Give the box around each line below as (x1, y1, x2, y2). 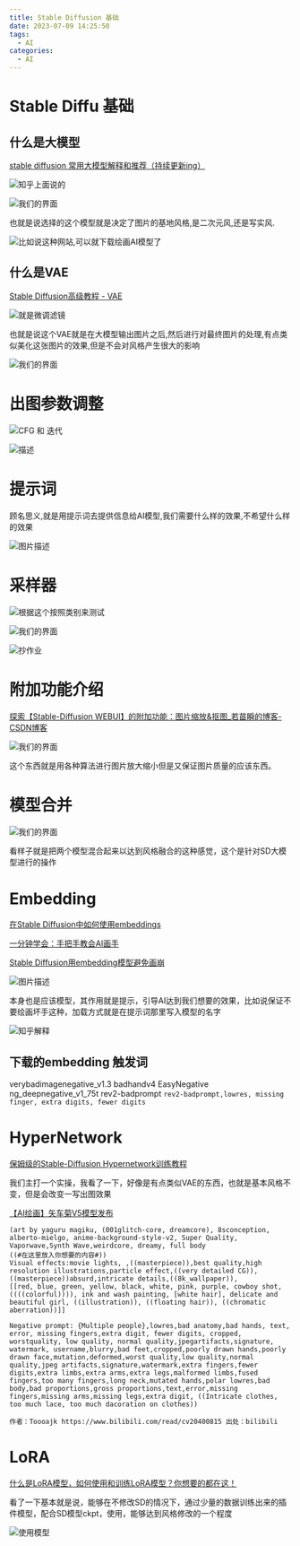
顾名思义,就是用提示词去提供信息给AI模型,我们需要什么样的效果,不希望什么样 (9, 510, 291, 521)
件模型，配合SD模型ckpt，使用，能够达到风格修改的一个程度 (9, 1508, 233, 1519)
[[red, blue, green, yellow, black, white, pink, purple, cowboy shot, (9, 1282, 282, 1291)
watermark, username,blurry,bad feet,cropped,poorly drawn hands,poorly (9, 1345, 287, 1354)
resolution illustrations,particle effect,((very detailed (9, 1266, 235, 1276)
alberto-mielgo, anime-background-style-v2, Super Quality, (9, 1234, 239, 1243)
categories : (9, 47, 54, 56)
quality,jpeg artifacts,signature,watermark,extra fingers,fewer (9, 1360, 258, 1370)
